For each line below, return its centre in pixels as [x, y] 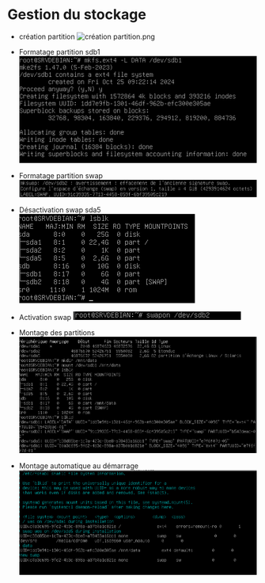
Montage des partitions [57, 332]
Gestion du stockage [77, 15]
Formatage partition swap [61, 176]
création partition [47, 36]
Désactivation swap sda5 [60, 210]
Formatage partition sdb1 [59, 51]
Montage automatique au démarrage [79, 466]
